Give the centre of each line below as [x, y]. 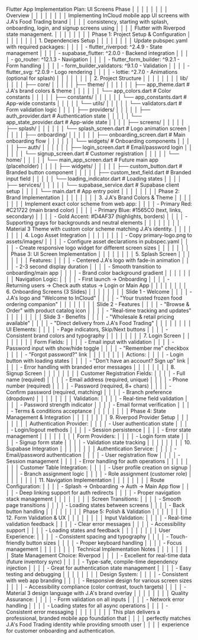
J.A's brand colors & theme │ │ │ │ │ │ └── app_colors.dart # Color [89, 91]
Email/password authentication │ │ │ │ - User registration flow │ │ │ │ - [93, 455]
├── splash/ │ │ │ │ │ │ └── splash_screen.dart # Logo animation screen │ [99, 128]
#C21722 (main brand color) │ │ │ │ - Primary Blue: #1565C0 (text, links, [94, 210]
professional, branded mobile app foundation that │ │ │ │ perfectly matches [98, 618]
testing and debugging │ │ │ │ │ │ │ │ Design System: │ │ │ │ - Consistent [97, 574]
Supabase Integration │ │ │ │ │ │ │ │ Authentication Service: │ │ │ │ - [92, 449]
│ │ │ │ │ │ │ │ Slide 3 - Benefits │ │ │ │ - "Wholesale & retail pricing [90, 317]
